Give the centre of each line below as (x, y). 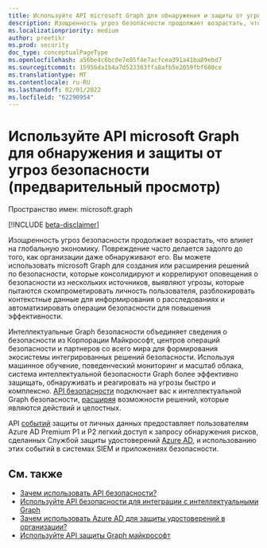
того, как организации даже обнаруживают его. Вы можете (110, 257)
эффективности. (36, 316)
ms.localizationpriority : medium (64, 30)
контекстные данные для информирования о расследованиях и (116, 299)
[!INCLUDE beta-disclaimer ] (54, 225)
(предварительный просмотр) (114, 187)
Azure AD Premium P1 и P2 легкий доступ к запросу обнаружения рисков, (133, 432)
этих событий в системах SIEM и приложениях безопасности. (114, 449)
